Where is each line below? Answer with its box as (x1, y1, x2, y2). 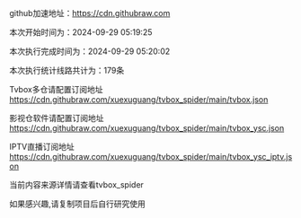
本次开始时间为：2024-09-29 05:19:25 (9, 27, 153, 38)
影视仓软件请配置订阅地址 (9, 113, 104, 123)
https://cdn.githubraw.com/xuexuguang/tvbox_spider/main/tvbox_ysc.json (9, 123, 285, 133)
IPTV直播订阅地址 (9, 142, 75, 152)
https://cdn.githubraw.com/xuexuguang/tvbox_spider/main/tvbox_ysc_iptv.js (9, 152, 293, 161)
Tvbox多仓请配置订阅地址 (9, 84, 103, 94)
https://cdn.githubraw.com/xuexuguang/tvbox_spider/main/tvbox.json (9, 94, 269, 105)
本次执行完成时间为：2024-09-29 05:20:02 (9, 46, 171, 57)
